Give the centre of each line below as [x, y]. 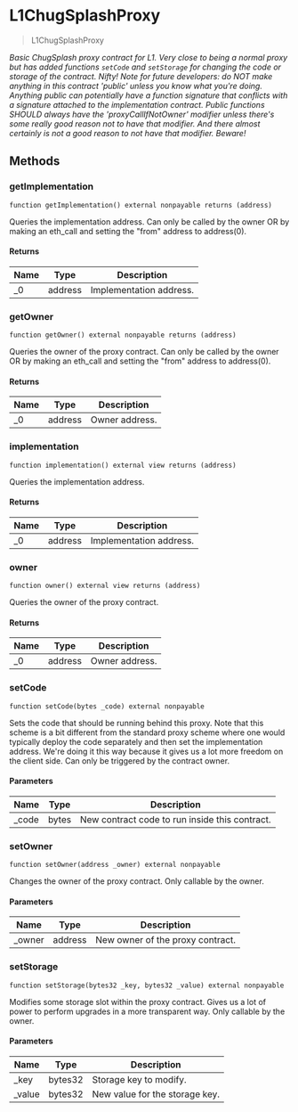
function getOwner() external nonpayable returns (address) [123, 335]
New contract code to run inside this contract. [175, 819]
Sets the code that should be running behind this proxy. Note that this [137, 723]
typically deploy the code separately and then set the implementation [136, 741]
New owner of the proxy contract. [166, 940]
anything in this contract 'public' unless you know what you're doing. [136, 86]
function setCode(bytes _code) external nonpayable [107, 706]
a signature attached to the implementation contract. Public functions [137, 104]
